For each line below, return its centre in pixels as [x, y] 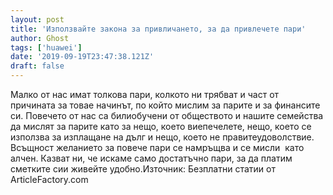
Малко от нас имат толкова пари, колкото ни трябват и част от [145, 94]
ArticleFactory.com [49, 179]
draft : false [37, 66]
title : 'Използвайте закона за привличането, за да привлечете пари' [158, 29]
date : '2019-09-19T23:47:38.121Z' [82, 57]
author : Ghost [40, 38]
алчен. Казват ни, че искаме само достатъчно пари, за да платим [151, 158]
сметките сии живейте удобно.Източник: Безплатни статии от [143, 169]
